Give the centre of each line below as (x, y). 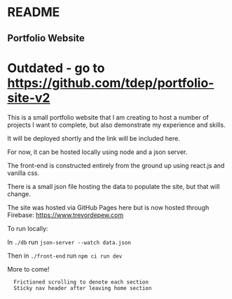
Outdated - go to (56, 68)
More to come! (28, 269)
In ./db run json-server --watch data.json (69, 242)
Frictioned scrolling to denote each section (81, 282)
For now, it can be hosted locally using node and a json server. (97, 152)
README (34, 12)
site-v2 (29, 98)
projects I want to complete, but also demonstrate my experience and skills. (116, 125)
